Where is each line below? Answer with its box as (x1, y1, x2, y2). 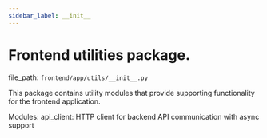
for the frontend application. (8, 97, 102, 106)
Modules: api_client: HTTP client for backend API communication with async (8, 112, 260, 121)
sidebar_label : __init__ (8, 11, 91, 20)
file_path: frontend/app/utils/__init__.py (8, 73, 149, 82)
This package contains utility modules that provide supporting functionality (8, 88, 256, 97)
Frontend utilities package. (8, 45, 190, 64)
